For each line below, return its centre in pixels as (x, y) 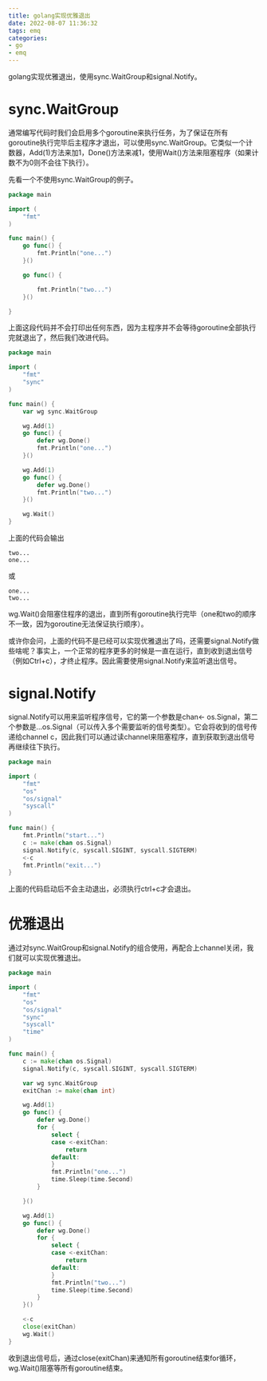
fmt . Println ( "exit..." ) (62, 865)
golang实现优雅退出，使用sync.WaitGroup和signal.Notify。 (105, 76)
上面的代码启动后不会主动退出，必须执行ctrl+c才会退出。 (102, 889)
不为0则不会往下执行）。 (54, 162)
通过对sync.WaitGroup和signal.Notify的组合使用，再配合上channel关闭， (128, 948)
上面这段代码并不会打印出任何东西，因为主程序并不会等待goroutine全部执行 (132, 328)
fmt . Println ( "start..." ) (64, 836)
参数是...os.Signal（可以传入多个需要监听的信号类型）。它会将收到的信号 (133, 727)
